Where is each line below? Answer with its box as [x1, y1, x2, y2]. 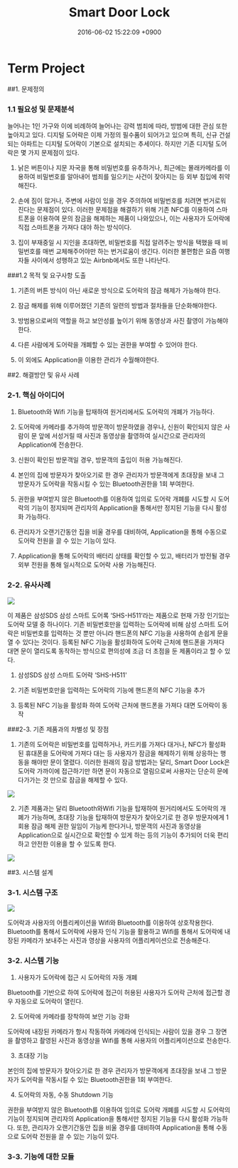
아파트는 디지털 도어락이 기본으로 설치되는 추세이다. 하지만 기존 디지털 [20, 139, 215, 148]
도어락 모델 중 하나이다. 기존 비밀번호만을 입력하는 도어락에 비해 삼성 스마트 [7, 620, 216, 628]
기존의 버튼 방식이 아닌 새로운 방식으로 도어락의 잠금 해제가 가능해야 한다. [17, 286, 221, 294]
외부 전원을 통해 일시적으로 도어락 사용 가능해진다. [17, 561, 156, 569]
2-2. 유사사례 [7, 580, 51, 590]
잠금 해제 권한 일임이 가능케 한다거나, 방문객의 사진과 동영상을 [31, 822, 202, 830]
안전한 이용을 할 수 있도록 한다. [31, 839, 117, 848]
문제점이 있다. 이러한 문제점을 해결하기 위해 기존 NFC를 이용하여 [36, 205, 215, 213]
